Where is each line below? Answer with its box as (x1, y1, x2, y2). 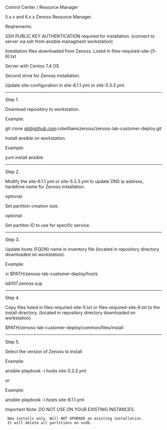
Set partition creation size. (5, 203, 59, 209)
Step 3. (5, 236, 20, 242)
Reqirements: (5, 23, 32, 29)
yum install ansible (5, 154, 43, 160)
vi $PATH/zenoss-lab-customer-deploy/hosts (5, 271, 98, 277)
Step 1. (5, 97, 19, 103)
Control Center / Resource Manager (5, 4, 79, 10)
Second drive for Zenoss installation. (5, 73, 81, 79)
